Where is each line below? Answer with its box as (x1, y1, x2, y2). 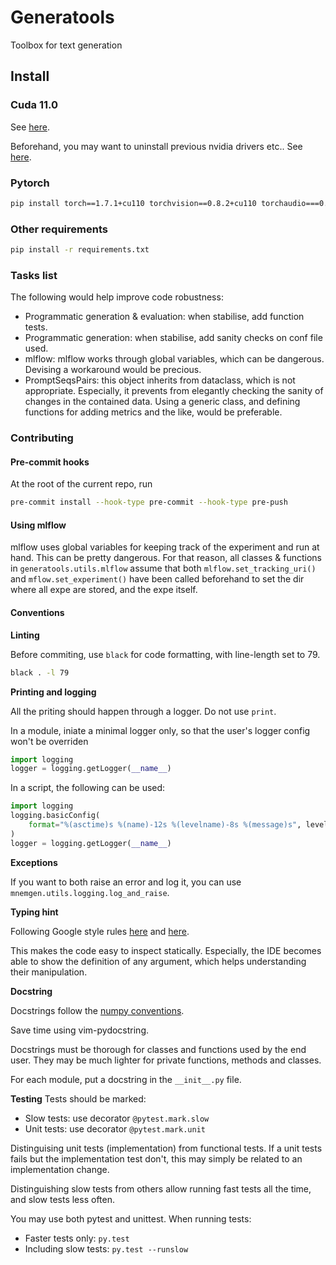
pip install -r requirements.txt (10, 245, 150, 255)
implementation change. (10, 1163, 110, 1175)
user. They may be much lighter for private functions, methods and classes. (10, 1054, 322, 1066)
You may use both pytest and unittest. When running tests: (10, 1212, 252, 1225)
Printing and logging (10, 686, 97, 698)
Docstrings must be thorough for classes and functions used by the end (10, 1043, 307, 1055)
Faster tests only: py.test (24, 1232, 130, 1244)
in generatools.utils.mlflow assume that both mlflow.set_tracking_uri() (10, 562, 317, 575)
